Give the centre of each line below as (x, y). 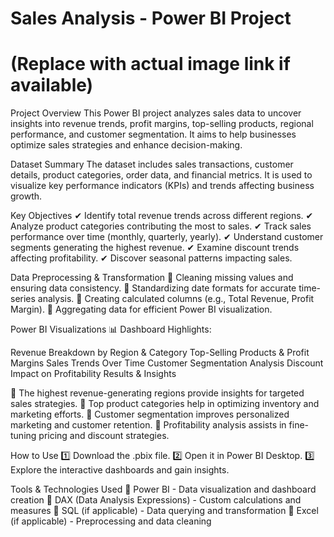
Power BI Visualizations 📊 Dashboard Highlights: (111, 329)
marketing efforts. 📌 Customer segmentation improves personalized (150, 414)
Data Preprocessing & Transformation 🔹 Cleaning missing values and (152, 278)
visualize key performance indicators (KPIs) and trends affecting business (162, 186)
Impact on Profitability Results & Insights (93, 374)
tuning (23, 436)
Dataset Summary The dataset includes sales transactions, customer (152, 164)
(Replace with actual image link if (150, 64)
